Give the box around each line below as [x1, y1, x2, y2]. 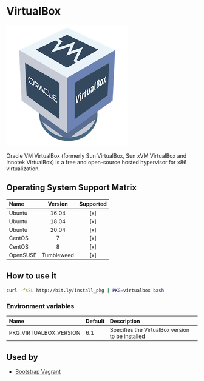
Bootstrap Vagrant [15, 368, 61, 376]
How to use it [6, 271, 57, 281]
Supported [79, 200, 107, 207]
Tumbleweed [41, 251, 75, 258]
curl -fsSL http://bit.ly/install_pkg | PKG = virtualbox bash [6, 288, 165, 294]
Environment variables [6, 302, 75, 310]
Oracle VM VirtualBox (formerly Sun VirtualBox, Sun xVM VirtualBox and [6, 152, 187, 159]
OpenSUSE [8, 251, 37, 258]
